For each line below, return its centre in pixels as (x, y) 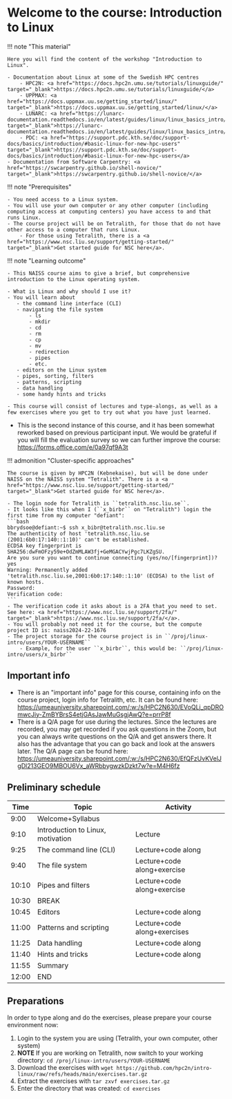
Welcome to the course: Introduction (115, 13)
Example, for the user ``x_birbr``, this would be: (101, 648)
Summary (53, 965)
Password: (21, 588)
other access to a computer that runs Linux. (74, 229)
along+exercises (162, 932)
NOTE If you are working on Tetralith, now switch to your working (110, 1053)
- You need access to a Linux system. (63, 199)
